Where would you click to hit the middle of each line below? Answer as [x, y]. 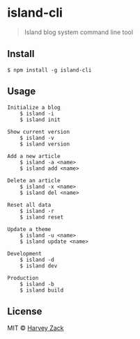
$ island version [45, 144]
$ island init [40, 120]
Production [23, 278]
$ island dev [39, 266]
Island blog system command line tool [79, 32]
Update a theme [29, 229]
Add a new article [34, 156]
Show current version [39, 132]
